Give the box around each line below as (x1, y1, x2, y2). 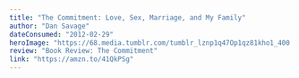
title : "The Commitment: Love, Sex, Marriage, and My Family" (9, 13, 246, 22)
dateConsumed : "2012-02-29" (9, 30, 115, 39)
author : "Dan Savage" (9, 22, 90, 30)
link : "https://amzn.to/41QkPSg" (9, 55, 134, 64)
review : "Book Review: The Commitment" (9, 47, 158, 56)
